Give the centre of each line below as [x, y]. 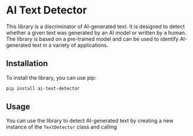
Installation [27, 64]
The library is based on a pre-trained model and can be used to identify [92, 39]
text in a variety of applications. [70, 45]
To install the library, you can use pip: [51, 77]
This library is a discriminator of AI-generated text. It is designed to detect [95, 26]
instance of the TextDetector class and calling [62, 127]
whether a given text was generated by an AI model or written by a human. [96, 32]
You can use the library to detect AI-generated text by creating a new [90, 121]
